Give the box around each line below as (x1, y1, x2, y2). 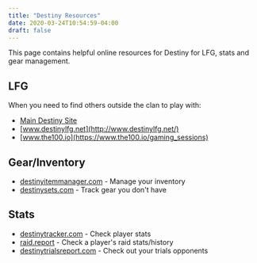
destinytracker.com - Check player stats (19, 229, 152, 238)
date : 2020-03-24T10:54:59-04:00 (8, 19, 119, 27)
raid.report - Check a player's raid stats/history (19, 237, 174, 246)
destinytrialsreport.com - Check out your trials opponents (19, 246, 209, 255)
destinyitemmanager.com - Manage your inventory (19, 177, 186, 186)
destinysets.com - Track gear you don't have (19, 185, 167, 194)
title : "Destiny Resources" (8, 11, 102, 20)
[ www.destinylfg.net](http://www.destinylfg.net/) (19, 124, 179, 134)
